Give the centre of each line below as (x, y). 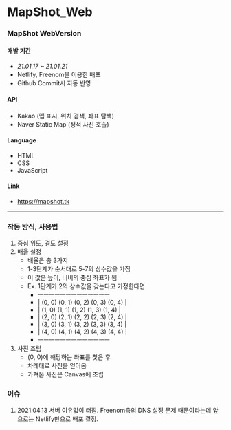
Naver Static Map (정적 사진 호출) (63, 124)
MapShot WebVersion (44, 34)
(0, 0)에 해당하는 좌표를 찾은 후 (69, 357)
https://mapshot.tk (43, 201)
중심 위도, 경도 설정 (43, 243)
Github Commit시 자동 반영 (54, 83)
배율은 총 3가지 (48, 260)
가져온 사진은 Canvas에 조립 (66, 374)
